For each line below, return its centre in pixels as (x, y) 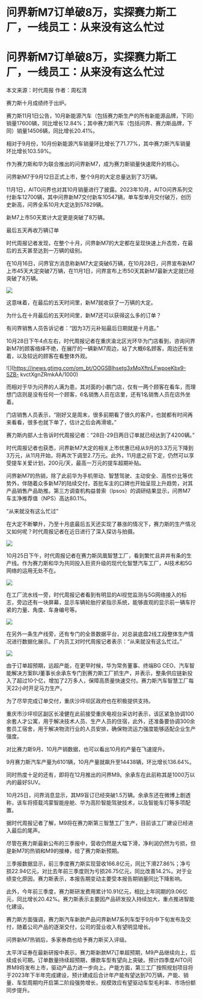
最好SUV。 (30, 782)
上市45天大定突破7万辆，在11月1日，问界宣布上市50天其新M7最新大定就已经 (100, 271)
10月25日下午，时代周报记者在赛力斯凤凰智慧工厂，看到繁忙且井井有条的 (96, 556)
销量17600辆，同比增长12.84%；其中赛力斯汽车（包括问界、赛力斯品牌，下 (99, 124)
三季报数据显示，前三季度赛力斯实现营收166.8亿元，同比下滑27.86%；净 (96, 864)
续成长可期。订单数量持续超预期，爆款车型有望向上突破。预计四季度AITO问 (99, 960)
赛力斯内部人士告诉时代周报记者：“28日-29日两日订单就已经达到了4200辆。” (100, 435)
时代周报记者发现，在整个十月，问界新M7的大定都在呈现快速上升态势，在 (97, 243)
